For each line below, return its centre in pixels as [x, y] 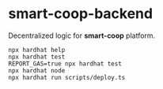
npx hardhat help [37, 50]
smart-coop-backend [80, 14]
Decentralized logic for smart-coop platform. [82, 35]
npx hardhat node [37, 70]
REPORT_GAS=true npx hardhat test [65, 64]
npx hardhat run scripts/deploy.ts [67, 77]
